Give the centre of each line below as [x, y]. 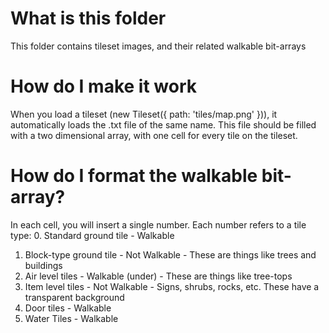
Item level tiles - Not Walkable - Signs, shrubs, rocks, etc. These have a [172, 286]
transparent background [74, 297]
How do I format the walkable [134, 176]
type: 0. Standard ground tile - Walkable [92, 235]
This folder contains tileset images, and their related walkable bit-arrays [158, 46]
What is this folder [88, 18]
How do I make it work [103, 86]
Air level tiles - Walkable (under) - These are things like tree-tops [158, 276]
